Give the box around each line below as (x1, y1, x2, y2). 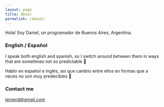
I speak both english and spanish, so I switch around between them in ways (5, 53, 159, 59)
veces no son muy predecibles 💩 (5, 73, 72, 79)
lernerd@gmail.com (5, 96, 45, 102)
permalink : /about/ (5, 16, 45, 21)
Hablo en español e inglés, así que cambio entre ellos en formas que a (5, 68, 148, 74)
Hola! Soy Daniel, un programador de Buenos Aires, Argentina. (5, 30, 132, 36)
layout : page (5, 7, 32, 12)
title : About (5, 12, 32, 17)
